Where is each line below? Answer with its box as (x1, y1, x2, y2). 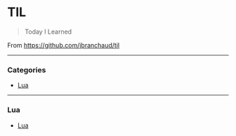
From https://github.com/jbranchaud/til (7, 41, 120, 49)
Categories (7, 64, 46, 74)
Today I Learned (24, 27, 72, 36)
